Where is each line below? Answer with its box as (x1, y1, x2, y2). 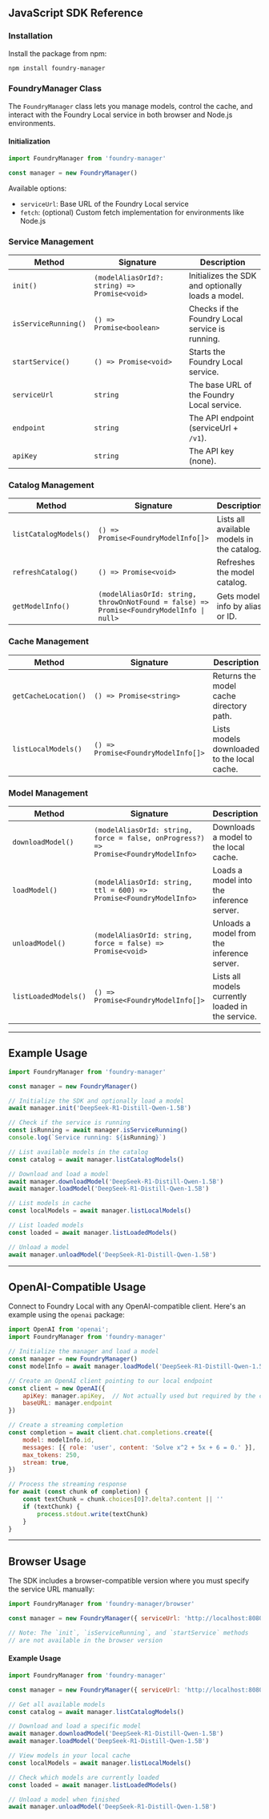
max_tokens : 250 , (22, 1450, 81, 1459)
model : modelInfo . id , (22, 1436, 94, 1444)
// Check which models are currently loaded (8, 1773, 159, 1781)
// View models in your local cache (8, 1752, 130, 1760)
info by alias (216, 601, 263, 612)
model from (212, 928, 256, 938)
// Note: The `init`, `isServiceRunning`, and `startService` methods (8, 1628, 249, 1637)
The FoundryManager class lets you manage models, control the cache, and (8, 101, 254, 111)
